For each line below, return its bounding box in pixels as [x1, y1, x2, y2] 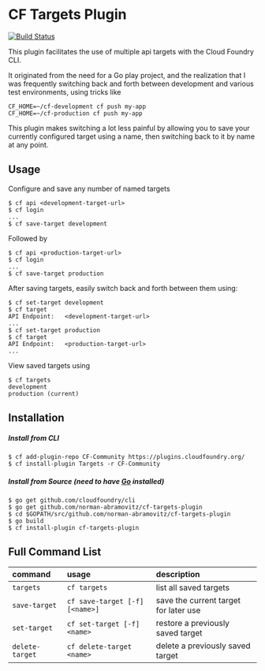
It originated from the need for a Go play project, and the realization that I [8, 70, 246, 80]
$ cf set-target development [8, 298, 104, 307]
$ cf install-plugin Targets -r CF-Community [8, 460, 160, 468]
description [155, 568, 200, 580]
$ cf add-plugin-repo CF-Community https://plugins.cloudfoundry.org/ [8, 453, 245, 461]
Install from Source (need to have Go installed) [8, 476, 165, 486]
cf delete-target [66, 642, 132, 651]
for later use [155, 605, 201, 616]
